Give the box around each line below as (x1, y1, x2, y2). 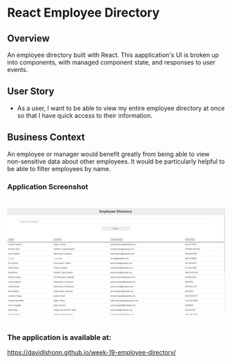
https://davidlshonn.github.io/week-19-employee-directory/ (7, 348, 176, 357)
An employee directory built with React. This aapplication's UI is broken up (7, 51, 220, 59)
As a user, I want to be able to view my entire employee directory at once (17, 104, 225, 112)
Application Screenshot (7, 181, 88, 191)
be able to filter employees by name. (7, 164, 111, 172)
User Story (7, 85, 55, 98)
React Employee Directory (7, 5, 160, 21)
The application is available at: (7, 333, 112, 342)
